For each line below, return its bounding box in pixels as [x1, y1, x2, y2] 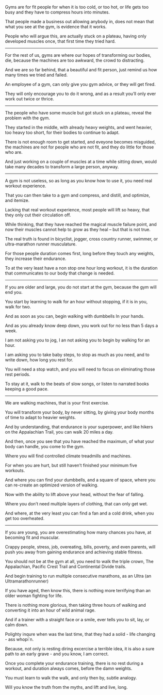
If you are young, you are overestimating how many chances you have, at [5, 530, 151, 535]
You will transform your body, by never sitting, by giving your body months [5, 409, 154, 415]
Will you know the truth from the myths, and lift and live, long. [5, 684, 128, 690]
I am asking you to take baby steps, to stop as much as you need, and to [5, 352, 149, 357]
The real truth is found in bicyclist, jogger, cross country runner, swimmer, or [5, 236, 158, 242]
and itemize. [5, 197, 30, 203]
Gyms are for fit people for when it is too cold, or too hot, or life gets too [5, 4, 149, 10]
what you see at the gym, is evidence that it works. [5, 24, 107, 30]
